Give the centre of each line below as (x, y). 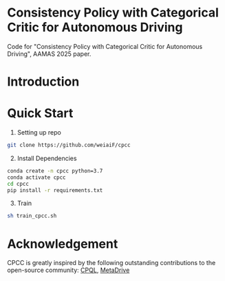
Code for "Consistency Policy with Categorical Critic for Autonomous (105, 46)
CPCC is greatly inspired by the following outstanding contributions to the (111, 263)
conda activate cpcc (37, 177)
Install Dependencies (47, 158)
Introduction (43, 82)
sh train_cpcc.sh (32, 216)
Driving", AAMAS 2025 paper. (49, 54)
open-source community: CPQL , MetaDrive (68, 270)
